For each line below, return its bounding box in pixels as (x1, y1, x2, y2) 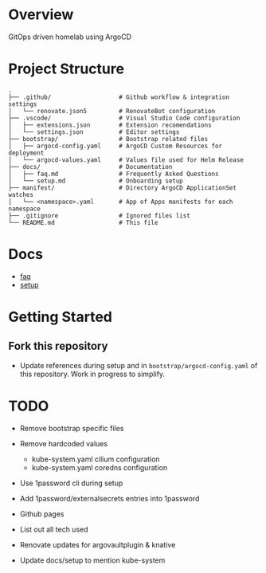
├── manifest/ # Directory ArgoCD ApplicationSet (8, 183, 237, 192)
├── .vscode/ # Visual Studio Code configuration (8, 114, 241, 122)
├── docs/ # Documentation (8, 163, 173, 171)
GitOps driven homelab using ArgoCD (8, 32, 132, 41)
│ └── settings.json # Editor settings (8, 128, 180, 136)
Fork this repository (8, 339, 108, 353)
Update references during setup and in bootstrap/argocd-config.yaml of (19, 360, 258, 370)
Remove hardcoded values (19, 438, 108, 448)
